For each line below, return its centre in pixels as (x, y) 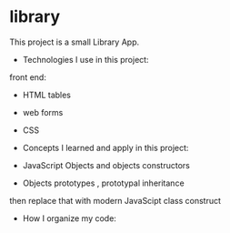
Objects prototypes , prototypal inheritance (103, 183)
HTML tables (46, 95)
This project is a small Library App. (74, 42)
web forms (43, 112)
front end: (28, 77)
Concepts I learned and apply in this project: (105, 147)
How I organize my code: (69, 218)
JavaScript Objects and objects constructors (106, 165)
